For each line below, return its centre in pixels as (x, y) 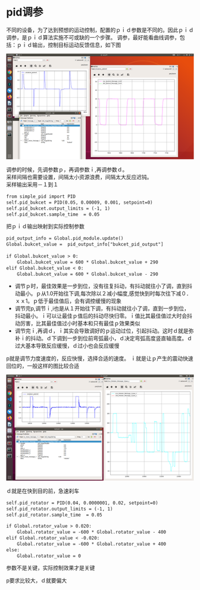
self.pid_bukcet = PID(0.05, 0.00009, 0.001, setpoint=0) (79, 203)
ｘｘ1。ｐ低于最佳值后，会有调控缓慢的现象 (68, 301)
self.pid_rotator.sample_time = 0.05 (54, 515)
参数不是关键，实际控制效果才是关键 (51, 567)
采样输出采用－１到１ (32, 185)
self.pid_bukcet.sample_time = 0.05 (53, 215)
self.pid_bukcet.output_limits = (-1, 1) (58, 209)
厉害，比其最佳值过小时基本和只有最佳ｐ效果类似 (80, 324)
